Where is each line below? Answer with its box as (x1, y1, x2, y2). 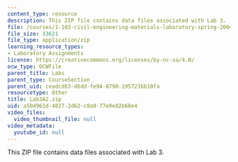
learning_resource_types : (7, 43, 84, 50)
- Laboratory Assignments (7, 50, 84, 57)
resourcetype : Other (7, 89, 69, 96)
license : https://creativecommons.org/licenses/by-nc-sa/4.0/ (7, 57, 195, 64)
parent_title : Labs (7, 69, 65, 76)
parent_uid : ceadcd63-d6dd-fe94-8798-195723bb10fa (7, 83, 160, 90)
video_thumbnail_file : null (13, 115, 97, 122)
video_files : (7, 109, 46, 116)
